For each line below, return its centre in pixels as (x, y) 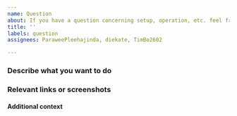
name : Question (30, 14)
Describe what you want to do (60, 71)
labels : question (33, 33)
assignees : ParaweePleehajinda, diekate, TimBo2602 (85, 40)
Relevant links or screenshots (59, 89)
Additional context (35, 106)
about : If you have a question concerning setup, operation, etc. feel (115, 20)
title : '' (22, 27)
